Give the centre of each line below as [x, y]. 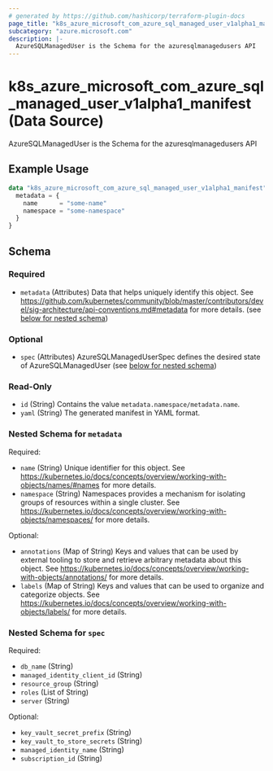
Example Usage [49, 169]
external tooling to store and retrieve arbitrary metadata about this [131, 559]
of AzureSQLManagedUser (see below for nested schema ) [118, 366]
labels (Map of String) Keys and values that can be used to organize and [142, 585]
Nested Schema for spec [57, 633]
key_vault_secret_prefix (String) [76, 732]
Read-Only [30, 387]
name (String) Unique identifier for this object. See [102, 467]
